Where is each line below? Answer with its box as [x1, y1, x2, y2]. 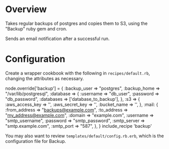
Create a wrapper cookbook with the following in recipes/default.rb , [5, 70, 150, 76]
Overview [5, 4, 47, 15]
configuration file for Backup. [5, 138, 66, 144]
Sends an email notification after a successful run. [5, 35, 110, 42]
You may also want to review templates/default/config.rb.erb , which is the [5, 133, 164, 139]
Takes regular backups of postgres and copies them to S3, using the [5, 20, 148, 26]
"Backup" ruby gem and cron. [5, 25, 67, 31]
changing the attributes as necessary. [5, 75, 84, 82]
